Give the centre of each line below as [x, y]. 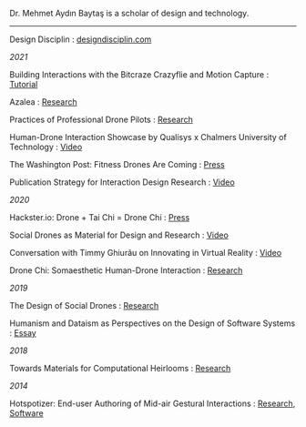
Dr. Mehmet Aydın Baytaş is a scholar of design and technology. [129, 13]
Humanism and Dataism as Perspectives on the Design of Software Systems [153, 323]
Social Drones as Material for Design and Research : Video [119, 235]
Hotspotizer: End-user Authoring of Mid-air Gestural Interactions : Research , [153, 403]
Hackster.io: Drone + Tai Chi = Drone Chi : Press [100, 217]
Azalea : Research [43, 102]
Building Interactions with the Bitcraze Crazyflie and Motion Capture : [139, 75]
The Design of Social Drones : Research [84, 305]
